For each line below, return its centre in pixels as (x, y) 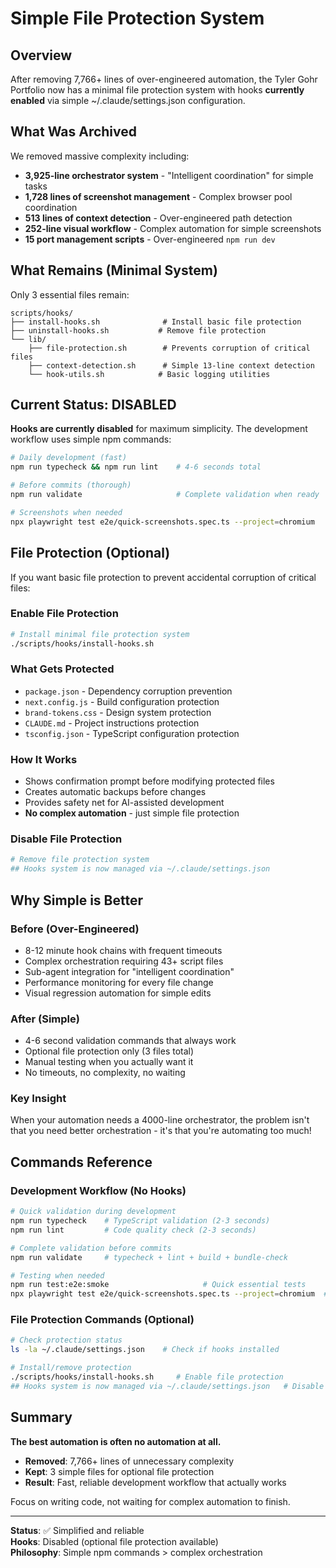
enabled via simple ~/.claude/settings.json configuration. (128, 100)
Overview (41, 55)
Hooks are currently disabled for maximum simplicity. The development (159, 429)
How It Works (44, 759)
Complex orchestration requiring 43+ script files (124, 961)
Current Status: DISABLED (93, 405)
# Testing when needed (57, 1275)
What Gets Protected (62, 669)
